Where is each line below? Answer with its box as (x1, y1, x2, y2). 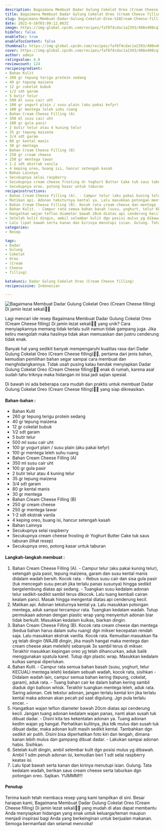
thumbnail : (5, 43, 27, 48)
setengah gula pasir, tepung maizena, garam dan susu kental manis (12, 570, 148, 576)
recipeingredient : (5, 66, 42, 71)
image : (5, 25, 19, 30)
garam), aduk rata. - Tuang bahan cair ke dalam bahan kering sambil (12, 679, 150, 685)
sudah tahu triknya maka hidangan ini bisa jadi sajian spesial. (5, 372, 128, 378)
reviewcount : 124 (5, 61, 41, 66)
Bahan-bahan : (5, 397, 36, 403)
